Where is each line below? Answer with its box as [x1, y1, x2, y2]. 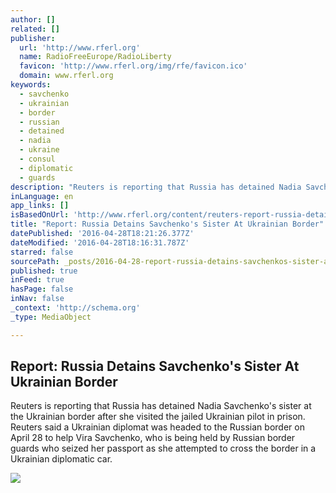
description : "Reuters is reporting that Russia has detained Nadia [10, 182, 302, 192]
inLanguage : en [10, 191, 74, 201]
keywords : [10, 80, 52, 90]
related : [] [10, 24, 60, 34]
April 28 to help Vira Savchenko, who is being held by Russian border [10, 432, 296, 444]
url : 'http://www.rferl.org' [19, 42, 141, 53]
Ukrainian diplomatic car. [10, 453, 113, 465]
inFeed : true [10, 275, 65, 285]
